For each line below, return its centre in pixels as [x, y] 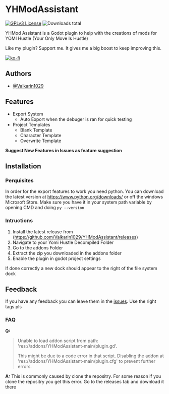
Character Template [41, 135]
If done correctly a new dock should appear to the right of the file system [81, 268]
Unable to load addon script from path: [58, 341]
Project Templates [31, 124]
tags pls [13, 307]
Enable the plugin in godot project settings [57, 258]
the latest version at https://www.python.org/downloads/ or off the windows [84, 197]
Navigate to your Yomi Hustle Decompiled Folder [63, 242]
